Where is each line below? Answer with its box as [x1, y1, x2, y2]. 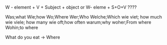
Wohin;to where [5, 24, 38, 30]
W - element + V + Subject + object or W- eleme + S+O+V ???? [5, 4, 137, 10]
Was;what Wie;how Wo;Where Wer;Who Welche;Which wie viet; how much [5, 14, 162, 19]
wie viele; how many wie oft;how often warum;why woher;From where [5, 19, 152, 25]
